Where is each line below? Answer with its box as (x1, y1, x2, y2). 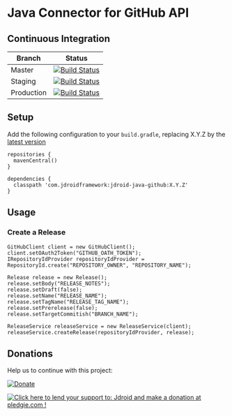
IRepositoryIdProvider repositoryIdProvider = (7, 255, 145, 262)
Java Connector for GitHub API (7, 5, 190, 21)
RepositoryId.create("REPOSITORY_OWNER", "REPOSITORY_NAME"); (7, 262, 192, 269)
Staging (10, 77, 36, 86)
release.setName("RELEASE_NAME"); (7, 292, 108, 299)
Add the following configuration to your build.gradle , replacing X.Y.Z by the (7, 130, 226, 138)
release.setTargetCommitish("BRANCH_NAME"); (7, 311, 139, 318)
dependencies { (7, 175, 52, 182)
